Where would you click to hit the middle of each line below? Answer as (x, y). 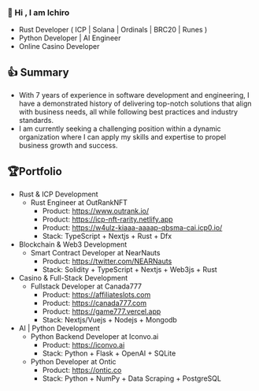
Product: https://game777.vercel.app (102, 311)
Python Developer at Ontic (73, 361)
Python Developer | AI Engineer (70, 38)
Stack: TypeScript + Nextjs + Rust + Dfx (107, 236)
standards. (36, 121)
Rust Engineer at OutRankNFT (79, 202)
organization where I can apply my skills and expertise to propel (122, 137)
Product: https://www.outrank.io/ (96, 210)
